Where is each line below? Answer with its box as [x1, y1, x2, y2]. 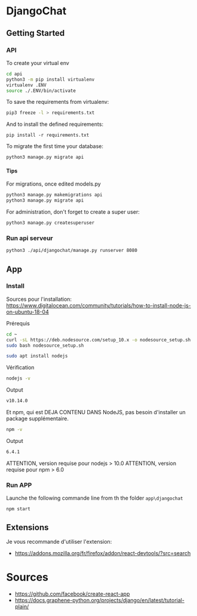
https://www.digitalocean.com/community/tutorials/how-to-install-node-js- [6, 301, 191, 309]
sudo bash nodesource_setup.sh [6, 342, 84, 349]
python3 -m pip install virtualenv [6, 76, 95, 82]
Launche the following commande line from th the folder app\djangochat [6, 494, 183, 502]
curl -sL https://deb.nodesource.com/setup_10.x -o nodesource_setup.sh [6, 337, 191, 343]
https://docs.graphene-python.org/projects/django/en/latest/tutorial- [14, 596, 185, 603]
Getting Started [6, 28, 65, 38]
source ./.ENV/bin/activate [6, 88, 76, 94]
